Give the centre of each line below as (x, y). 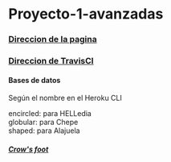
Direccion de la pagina (53, 39)
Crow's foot (28, 149)
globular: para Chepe (43, 123)
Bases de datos (35, 80)
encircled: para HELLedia (50, 114)
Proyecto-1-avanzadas (86, 14)
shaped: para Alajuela (44, 131)
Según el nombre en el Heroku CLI (65, 98)
